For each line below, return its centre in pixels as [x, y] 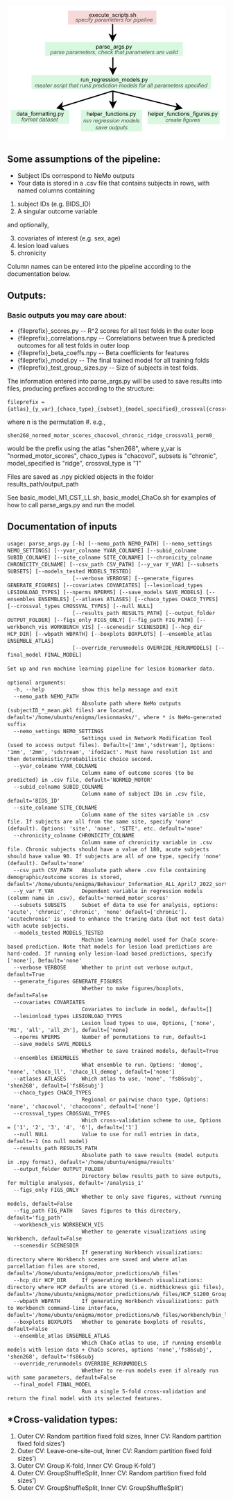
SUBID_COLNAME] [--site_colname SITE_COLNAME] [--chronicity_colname [110, 557]
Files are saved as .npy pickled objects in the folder [80, 476]
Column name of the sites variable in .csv [145, 814]
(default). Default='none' [46, 863]
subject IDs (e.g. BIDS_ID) [54, 204]
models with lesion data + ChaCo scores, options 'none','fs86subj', [110, 1350]
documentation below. [39, 274]
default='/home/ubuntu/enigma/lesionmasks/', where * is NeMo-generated [114, 717]
